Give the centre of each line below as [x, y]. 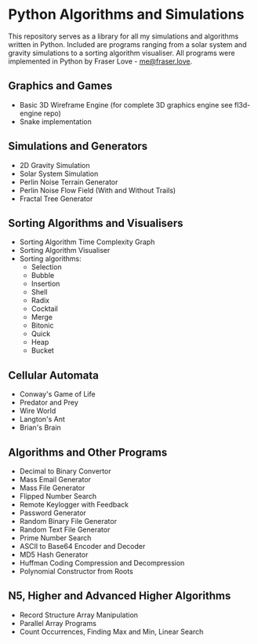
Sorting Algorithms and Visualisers [96, 223]
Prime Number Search [55, 538]
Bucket [43, 350]
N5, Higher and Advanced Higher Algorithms [120, 596]
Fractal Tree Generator [56, 199]
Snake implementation [56, 121]
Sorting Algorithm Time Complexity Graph [87, 242]
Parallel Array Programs [58, 623]
